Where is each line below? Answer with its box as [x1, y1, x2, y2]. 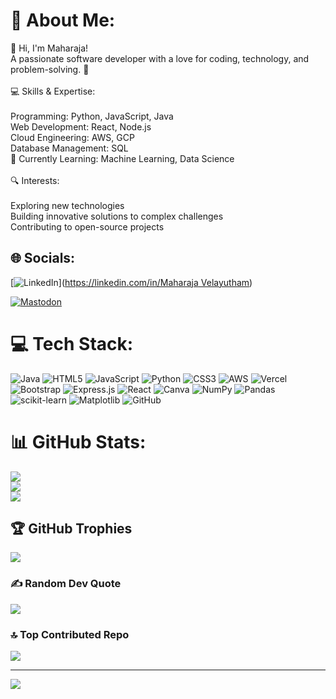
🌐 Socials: [10, 250, 76, 267]
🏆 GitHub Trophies [10, 520, 133, 538]
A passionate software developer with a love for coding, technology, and [10, 52, 310, 64]
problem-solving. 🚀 [10, 63, 90, 75]
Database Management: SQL [10, 142, 129, 154]
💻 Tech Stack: [10, 332, 134, 355]
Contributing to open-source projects [10, 220, 165, 233]
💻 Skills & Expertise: [10, 85, 96, 97]
